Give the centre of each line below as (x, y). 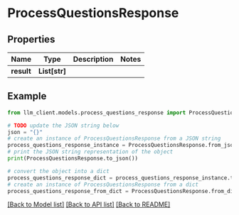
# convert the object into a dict (59, 171)
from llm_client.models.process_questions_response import (97, 112)
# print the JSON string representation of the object (90, 152)
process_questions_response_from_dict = (68, 191)
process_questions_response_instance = (67, 145)
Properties (31, 39)
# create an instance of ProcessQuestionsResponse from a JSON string (114, 139)
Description (93, 59)
